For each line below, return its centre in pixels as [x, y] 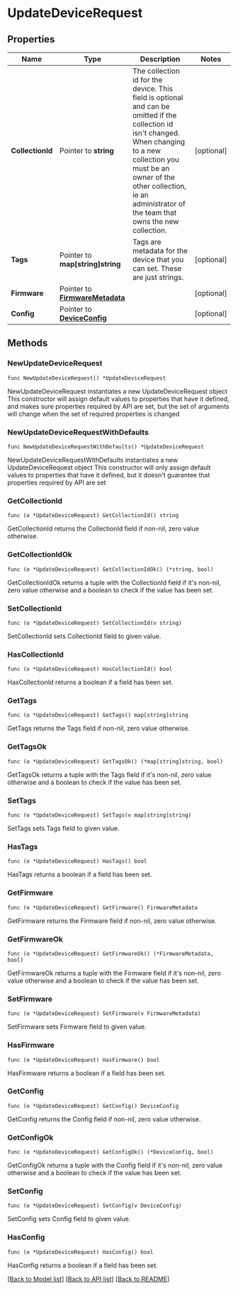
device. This [153, 89]
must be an [151, 168]
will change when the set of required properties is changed [93, 414]
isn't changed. [156, 133]
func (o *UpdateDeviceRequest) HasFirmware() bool [84, 1060]
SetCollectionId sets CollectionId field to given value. [84, 636]
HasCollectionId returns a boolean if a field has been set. [90, 682]
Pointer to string [87, 151]
